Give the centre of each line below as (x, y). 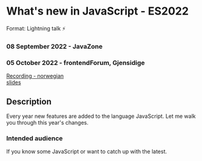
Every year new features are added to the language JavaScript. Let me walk (101, 116)
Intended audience (35, 138)
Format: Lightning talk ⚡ (36, 28)
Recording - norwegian (35, 76)
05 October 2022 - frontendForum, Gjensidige (76, 63)
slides (14, 83)
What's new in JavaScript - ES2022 (98, 11)
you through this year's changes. (48, 122)
